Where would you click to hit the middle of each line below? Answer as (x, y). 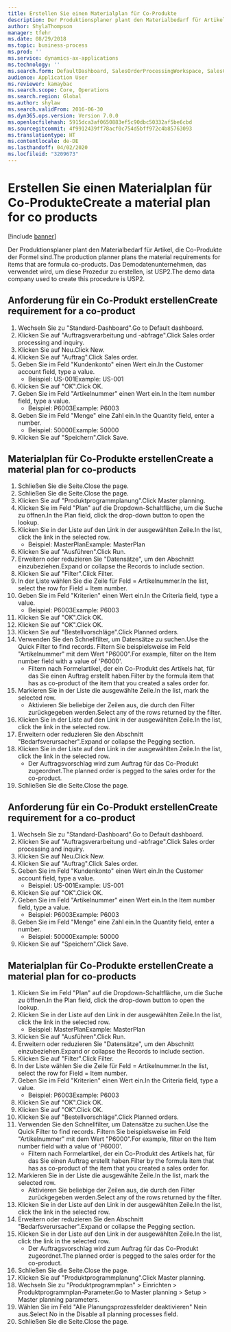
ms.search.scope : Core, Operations (59, 90)
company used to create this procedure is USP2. (76, 278)
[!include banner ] (32, 236)
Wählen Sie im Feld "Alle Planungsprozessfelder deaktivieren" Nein (112, 1307)
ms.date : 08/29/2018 (37, 39)
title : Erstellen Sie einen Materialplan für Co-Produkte (92, 13)
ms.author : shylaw (34, 103)
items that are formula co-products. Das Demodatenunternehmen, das (107, 264)
